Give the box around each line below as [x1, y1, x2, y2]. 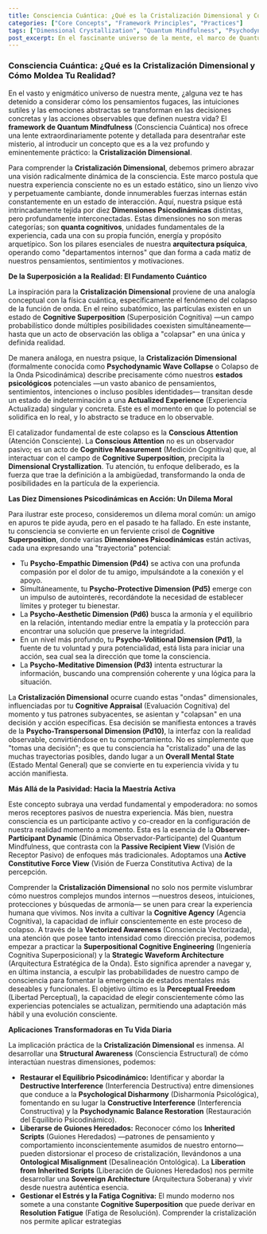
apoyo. [19, 575, 43, 585]
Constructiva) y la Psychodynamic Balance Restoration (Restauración [19, 1106, 252, 1115]
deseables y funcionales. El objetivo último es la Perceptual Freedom [8, 984, 236, 994]
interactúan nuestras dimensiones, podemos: [8, 1056, 157, 1067]
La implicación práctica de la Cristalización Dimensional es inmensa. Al [8, 1040, 245, 1049]
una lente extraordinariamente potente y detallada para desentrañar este [8, 131, 246, 140]
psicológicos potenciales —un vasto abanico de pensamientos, [8, 378, 217, 388]
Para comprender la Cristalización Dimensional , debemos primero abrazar [8, 162, 254, 172]
